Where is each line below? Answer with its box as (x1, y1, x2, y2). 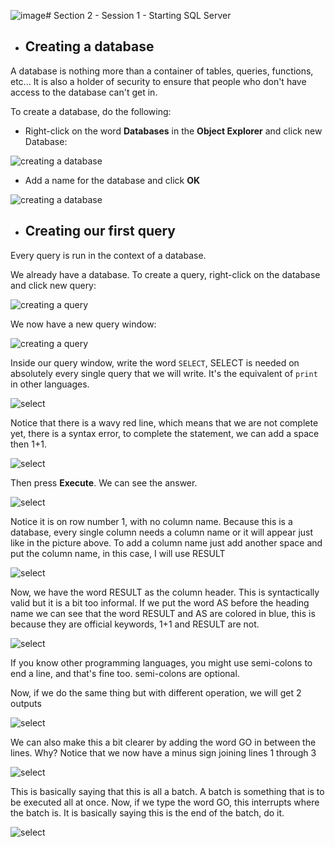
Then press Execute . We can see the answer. (10, 476, 198, 489)
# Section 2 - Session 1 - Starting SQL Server (45, 10, 232, 21)
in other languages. (10, 378, 90, 390)
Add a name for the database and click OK (24, 174, 201, 186)
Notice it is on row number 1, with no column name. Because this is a (10, 515, 293, 527)
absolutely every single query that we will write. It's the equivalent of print (10, 367, 318, 379)
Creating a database (24, 38, 155, 55)
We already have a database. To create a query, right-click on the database (10, 268, 321, 280)
